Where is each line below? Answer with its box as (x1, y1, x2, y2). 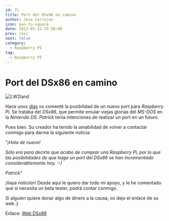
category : (5, 41, 26, 46)
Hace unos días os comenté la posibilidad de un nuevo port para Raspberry (5, 103, 164, 109)
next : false (5, 36, 31, 41)
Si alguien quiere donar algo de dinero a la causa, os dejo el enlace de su (5, 195, 159, 201)
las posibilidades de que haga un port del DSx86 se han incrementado (5, 155, 154, 161)
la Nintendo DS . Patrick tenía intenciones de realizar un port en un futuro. (5, 114, 159, 120)
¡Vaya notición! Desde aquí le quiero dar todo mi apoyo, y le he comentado (5, 180, 161, 186)
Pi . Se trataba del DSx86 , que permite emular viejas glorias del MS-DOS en (5, 109, 163, 115)
